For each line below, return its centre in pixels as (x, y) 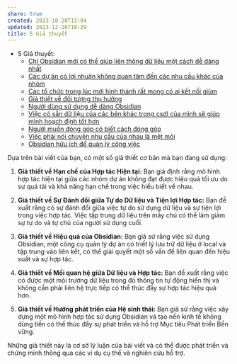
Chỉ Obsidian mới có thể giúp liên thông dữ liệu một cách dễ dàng (123, 62)
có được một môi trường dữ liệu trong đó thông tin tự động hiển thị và (118, 280)
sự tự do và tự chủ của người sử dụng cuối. (80, 223)
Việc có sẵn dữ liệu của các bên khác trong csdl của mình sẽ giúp (124, 114)
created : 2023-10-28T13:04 (47, 21)
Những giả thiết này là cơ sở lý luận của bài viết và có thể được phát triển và (118, 346)
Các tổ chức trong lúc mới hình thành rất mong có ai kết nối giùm (123, 91)
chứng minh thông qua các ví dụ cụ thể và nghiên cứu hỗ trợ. (96, 353)
